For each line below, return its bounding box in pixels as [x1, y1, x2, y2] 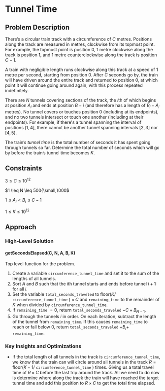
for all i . [12, 286, 28, 292]
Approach [5, 223, 36, 231]
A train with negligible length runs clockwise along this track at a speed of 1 [5, 67, 159, 72]
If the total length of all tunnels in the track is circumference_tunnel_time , [12, 354, 161, 360]
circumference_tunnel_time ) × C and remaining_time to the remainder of [12, 297, 160, 303]
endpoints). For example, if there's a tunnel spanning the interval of [5, 119, 142, 125]
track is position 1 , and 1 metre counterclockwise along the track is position [5, 52, 157, 58]
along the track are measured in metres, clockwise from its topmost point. [5, 41, 155, 47]
